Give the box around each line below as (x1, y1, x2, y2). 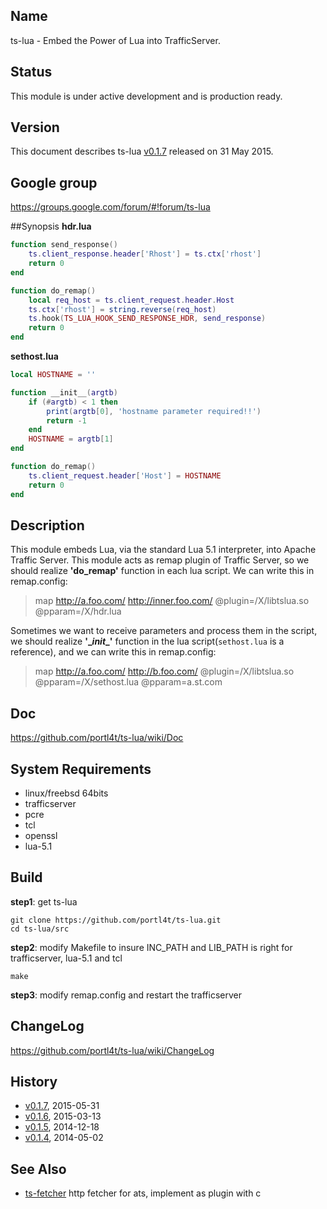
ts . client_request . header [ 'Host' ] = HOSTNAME (28, 470, 222, 481)
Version (10, 119, 60, 136)
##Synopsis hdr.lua (10, 220, 92, 233)
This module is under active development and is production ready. (10, 90, 283, 102)
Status (10, 64, 53, 81)
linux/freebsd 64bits (24, 787, 109, 799)
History (10, 1073, 58, 1090)
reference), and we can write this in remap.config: (10, 646, 217, 658)
